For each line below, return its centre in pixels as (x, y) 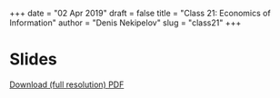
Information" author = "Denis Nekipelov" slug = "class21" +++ (125, 23)
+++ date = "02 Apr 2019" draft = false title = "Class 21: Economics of (140, 13)
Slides (33, 59)
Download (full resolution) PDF (67, 84)
